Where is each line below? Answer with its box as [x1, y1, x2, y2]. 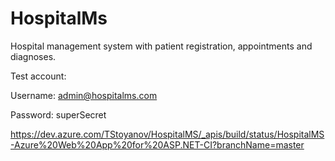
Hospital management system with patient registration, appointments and [10, 40, 313, 52]
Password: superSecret [10, 108, 107, 121]
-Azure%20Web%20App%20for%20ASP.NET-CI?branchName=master [10, 138, 305, 151]
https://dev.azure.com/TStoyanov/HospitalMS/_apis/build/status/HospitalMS [10, 128, 325, 140]
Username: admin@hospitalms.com [10, 89, 158, 101]
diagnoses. [10, 50, 57, 62]
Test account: [10, 70, 67, 82]
